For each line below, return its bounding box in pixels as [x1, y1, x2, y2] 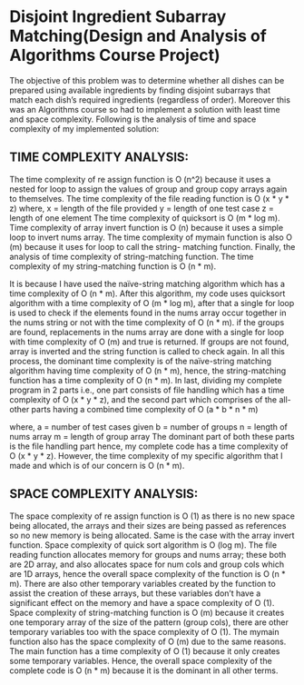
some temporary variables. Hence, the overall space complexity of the [9, 655, 272, 666]
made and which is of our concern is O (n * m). [9, 460, 185, 471]
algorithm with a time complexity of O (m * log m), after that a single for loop [9, 297, 295, 308]
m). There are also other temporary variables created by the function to [9, 578, 277, 589]
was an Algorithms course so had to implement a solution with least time [9, 104, 280, 114]
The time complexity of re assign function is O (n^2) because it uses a [9, 174, 271, 184]
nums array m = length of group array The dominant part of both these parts [9, 431, 295, 442]
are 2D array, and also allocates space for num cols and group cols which [9, 559, 284, 570]
